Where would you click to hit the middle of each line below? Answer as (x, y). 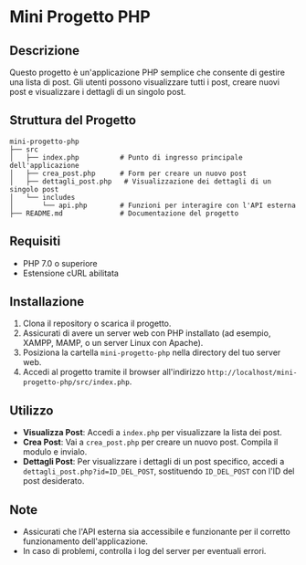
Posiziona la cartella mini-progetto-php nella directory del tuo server (152, 352)
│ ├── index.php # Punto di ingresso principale (127, 157)
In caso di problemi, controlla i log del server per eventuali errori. (144, 551)
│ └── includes (42, 197)
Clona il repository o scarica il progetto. (97, 324)
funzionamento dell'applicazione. (85, 541)
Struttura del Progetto (73, 120)
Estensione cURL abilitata (70, 273)
